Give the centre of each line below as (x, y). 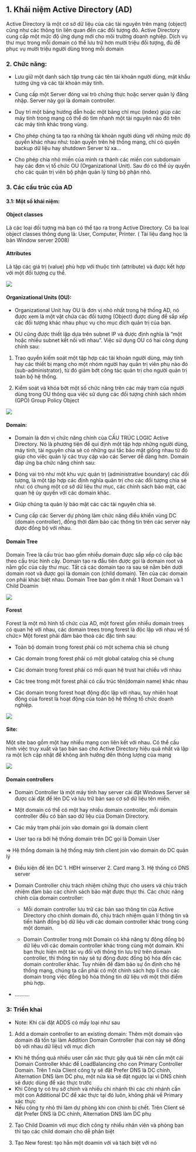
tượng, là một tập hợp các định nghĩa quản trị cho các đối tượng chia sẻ (101, 480)
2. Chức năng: (27, 64)
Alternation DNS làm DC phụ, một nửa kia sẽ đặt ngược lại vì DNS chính (100, 1076)
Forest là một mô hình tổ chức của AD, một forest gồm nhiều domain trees (95, 623)
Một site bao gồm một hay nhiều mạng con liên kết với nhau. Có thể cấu (93, 743)
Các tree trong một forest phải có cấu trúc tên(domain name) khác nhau (101, 681)
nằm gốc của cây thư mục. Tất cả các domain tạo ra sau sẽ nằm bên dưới (94, 567)
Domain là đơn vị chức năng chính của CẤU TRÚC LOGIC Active (91, 438)
